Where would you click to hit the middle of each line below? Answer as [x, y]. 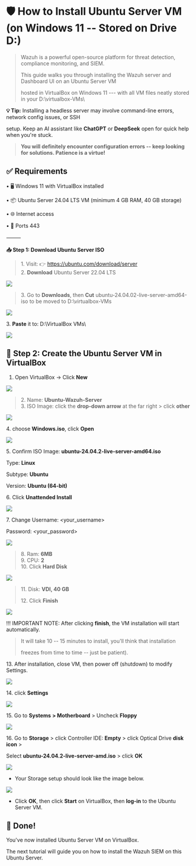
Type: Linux [21, 462]
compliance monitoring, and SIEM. [62, 63]
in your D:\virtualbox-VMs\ [53, 99]
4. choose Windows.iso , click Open [50, 429]
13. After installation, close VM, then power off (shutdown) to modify [89, 664]
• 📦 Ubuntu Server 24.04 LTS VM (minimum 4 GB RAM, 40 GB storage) [94, 200]
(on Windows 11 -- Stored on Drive [91, 28]
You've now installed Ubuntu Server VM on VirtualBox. [73, 840]
